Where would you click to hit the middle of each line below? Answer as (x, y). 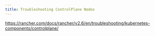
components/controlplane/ (32, 28)
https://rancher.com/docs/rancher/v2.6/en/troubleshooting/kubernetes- (77, 23)
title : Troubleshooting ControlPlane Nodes (50, 9)
